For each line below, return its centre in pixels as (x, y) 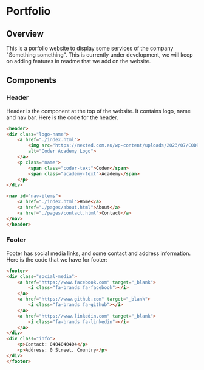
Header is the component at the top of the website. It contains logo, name (99, 111)
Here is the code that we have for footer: (57, 259)
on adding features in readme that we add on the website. (79, 61)
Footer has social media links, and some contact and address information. (99, 253)
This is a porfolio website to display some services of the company (90, 48)
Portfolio (29, 11)
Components (31, 80)
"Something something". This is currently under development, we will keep (100, 55)
